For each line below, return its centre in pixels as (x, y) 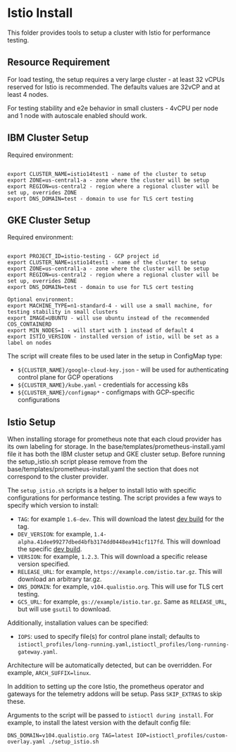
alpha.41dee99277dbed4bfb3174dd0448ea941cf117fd (90, 542)
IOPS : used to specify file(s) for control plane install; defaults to (108, 637)
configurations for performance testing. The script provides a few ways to (114, 498)
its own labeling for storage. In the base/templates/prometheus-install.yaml (116, 447)
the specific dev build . (50, 549)
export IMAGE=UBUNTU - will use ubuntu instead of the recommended (108, 318)
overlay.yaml (26, 742)
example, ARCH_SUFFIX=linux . (49, 673)
